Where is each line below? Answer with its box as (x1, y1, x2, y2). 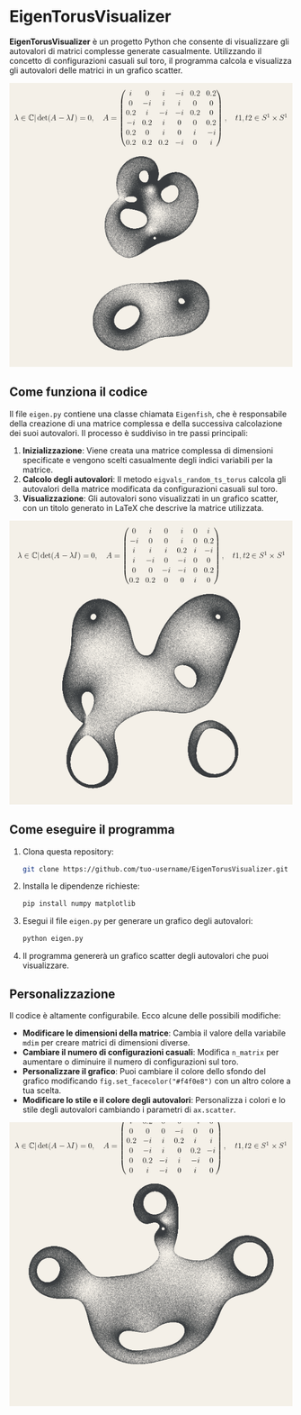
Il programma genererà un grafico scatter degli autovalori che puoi (22, 951, 270, 962)
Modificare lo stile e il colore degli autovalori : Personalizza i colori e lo (22, 1095, 286, 1105)
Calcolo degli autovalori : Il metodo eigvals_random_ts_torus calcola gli (22, 473, 287, 484)
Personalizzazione (9, 986, 116, 1001)
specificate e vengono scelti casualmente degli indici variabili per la (22, 454, 273, 465)
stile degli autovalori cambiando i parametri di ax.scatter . (22, 1104, 236, 1115)
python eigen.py (22, 935, 84, 944)
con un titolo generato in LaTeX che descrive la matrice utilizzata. (22, 502, 264, 513)
